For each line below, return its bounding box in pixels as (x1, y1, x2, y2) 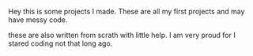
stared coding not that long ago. (8, 39, 113, 48)
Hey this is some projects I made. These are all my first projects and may (8, 7, 245, 16)
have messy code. (8, 15, 68, 24)
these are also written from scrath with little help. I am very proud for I (8, 31, 236, 39)
